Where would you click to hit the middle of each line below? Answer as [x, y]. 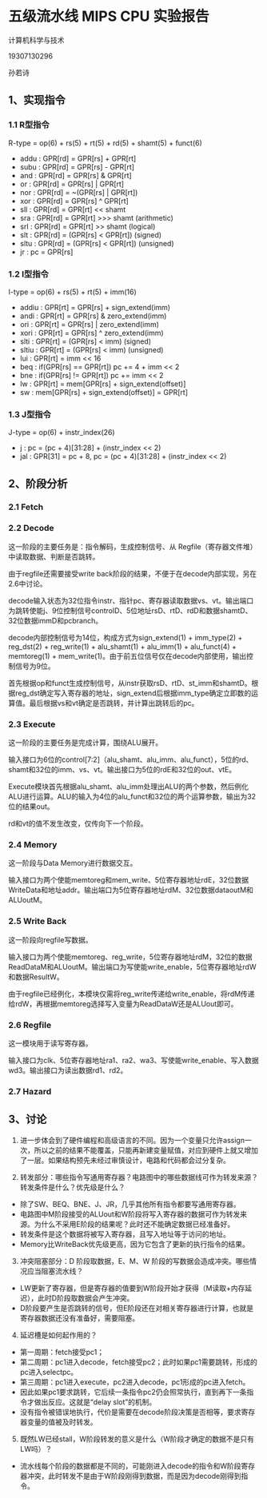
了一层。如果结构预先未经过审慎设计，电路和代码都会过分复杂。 [125, 1160]
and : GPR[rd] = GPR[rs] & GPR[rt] [76, 175]
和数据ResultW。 [36, 977]
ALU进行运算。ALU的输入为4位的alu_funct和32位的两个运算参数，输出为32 [132, 797]
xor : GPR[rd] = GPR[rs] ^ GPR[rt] [74, 201]
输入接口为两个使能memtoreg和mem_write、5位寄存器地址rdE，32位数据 [129, 880]
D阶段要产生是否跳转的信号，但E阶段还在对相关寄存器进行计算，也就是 [137, 1308]
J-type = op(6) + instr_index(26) [62, 432]
